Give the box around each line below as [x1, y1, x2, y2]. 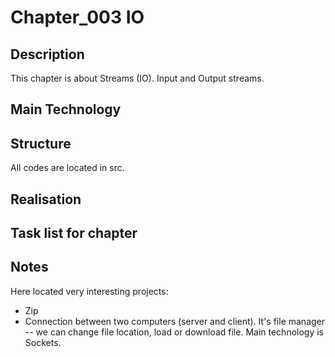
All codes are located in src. [10, 162, 125, 174]
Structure [10, 135, 72, 152]
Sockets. [24, 336, 62, 348]
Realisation [10, 191, 82, 208]
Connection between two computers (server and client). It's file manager [24, 315, 326, 327]
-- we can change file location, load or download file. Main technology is [24, 326, 325, 338]
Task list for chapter [10, 224, 138, 241]
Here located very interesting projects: [10, 285, 169, 297]
